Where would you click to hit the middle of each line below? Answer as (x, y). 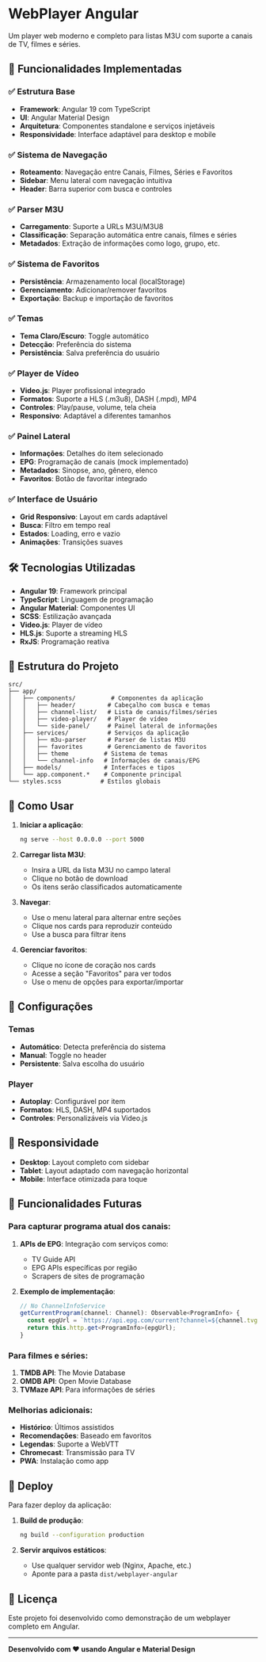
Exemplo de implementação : (68, 1291)
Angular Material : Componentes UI (78, 608)
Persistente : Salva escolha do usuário (82, 1064)
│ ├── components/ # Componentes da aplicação (106, 698)
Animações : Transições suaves (71, 542)
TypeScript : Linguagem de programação (86, 599)
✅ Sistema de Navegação (58, 155)
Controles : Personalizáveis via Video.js (84, 1118)
